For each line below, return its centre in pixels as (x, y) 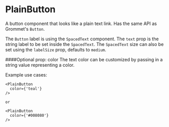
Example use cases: (26, 74)
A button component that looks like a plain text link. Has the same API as (81, 23)
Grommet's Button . (25, 29)
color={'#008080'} (30, 115)
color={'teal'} (26, 88)
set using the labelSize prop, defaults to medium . (56, 49)
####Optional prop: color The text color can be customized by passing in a (84, 59)
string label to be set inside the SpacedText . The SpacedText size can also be (84, 44)
